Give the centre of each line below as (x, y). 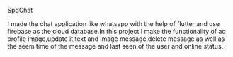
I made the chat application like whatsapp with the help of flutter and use (114, 24)
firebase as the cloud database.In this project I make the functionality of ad (117, 31)
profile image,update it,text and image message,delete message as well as (116, 39)
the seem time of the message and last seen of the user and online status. (115, 46)
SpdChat (20, 10)
